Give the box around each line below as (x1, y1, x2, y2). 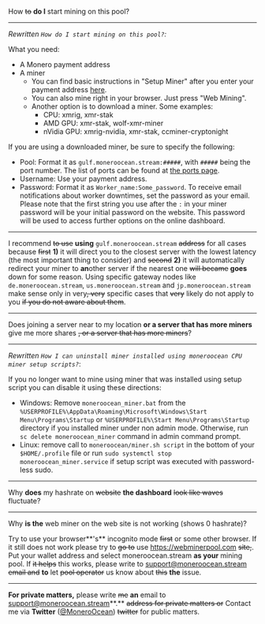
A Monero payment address (19, 60, 110, 69)
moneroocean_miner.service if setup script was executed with (19, 457, 218, 466)
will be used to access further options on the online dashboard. (19, 216, 226, 225)
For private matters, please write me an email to (8, 590, 166, 600)
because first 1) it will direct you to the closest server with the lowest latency (8, 247, 256, 256)
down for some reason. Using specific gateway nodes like (8, 272, 196, 281)
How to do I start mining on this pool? (8, 7, 130, 16)
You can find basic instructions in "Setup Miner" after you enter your (31, 76, 254, 86)
